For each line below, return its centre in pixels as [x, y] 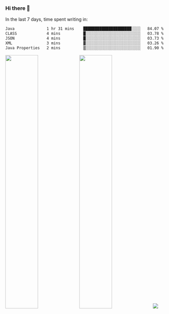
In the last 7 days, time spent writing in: [47, 20]
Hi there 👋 [18, 8]
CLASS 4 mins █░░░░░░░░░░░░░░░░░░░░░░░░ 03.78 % [84, 34]
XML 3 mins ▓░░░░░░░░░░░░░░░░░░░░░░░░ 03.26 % [84, 43]
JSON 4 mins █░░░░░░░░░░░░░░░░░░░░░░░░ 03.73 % [84, 39]
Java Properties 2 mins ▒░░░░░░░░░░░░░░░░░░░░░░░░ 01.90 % [84, 48]
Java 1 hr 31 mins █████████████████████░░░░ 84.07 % [84, 29]
